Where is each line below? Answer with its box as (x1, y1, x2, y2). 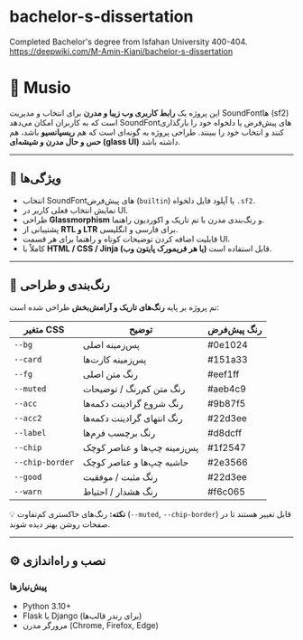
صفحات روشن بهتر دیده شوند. (9, 518, 111, 530)
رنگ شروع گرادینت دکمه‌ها (82, 397, 184, 409)
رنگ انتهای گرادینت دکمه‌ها (82, 411, 183, 424)
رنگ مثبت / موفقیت (82, 470, 158, 483)
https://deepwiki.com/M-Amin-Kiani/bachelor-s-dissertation (9, 45, 233, 56)
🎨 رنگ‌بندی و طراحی (9, 278, 110, 293)
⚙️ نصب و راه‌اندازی (9, 553, 106, 569)
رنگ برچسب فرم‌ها (82, 427, 156, 439)
